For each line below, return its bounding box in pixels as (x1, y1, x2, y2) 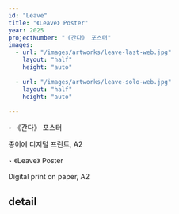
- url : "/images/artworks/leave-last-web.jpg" (15, 48, 172, 56)
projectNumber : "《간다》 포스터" (8, 33, 112, 42)
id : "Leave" (8, 11, 48, 20)
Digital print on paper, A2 (8, 172, 89, 182)
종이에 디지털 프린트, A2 (8, 139, 83, 149)
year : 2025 (8, 26, 44, 34)
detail (8, 195, 37, 208)
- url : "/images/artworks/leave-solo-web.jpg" (15, 78, 172, 86)
